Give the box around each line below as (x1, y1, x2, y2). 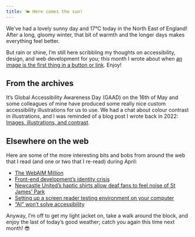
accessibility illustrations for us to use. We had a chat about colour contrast (6, 107, 189, 114)
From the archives (6, 78, 74, 88)
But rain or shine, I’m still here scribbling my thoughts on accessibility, (6, 48, 176, 56)
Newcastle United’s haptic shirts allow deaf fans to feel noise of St (14, 182, 176, 189)
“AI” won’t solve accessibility (14, 201, 85, 208)
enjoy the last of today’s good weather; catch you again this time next (6, 219, 175, 226)
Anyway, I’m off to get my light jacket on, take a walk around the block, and (6, 212, 189, 219)
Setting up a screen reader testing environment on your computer (14, 195, 174, 202)
